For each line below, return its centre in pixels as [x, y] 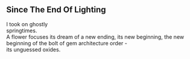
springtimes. [22, 30]
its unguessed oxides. [33, 49]
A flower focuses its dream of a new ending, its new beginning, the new [95, 37]
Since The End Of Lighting [56, 10]
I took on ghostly [27, 24]
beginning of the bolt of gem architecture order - [67, 43]
